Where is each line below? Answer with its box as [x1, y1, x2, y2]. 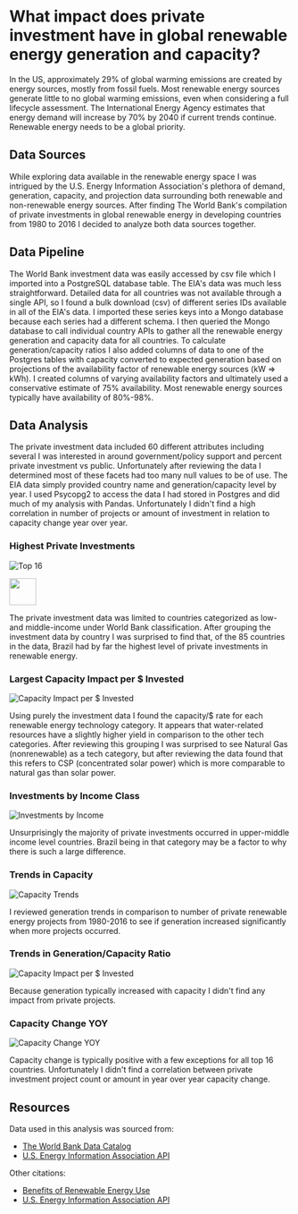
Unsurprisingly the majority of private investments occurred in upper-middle [9, 828, 290, 838]
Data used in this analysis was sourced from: [9, 1123, 174, 1133]
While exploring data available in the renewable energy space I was [9, 171, 257, 182]
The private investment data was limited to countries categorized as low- [9, 612, 278, 623]
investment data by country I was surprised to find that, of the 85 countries [9, 631, 286, 641]
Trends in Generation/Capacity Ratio [9, 947, 171, 960]
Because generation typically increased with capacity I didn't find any [9, 985, 266, 996]
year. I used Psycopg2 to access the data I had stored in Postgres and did [9, 489, 280, 500]
